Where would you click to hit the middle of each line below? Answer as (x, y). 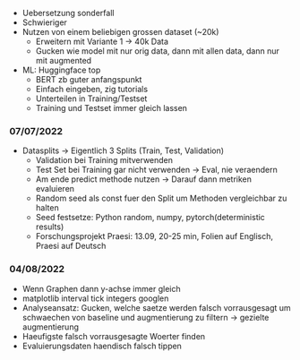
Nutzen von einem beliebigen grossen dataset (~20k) (120, 32)
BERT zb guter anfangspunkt (89, 79)
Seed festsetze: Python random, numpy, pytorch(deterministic (150, 218)
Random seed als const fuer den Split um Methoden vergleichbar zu (161, 198)
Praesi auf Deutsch (71, 246)
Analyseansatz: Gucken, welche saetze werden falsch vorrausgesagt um (156, 307)
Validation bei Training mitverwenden (104, 160)
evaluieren (55, 189)
